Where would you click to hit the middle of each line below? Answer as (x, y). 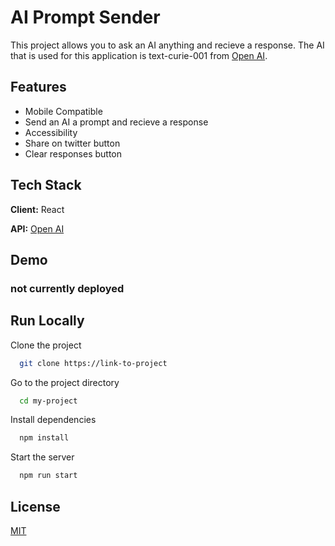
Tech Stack (46, 185)
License (35, 506)
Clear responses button (73, 153)
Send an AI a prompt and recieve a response (116, 122)
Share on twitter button (72, 143)
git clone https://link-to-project (93, 363)
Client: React (37, 209)
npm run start (48, 476)
